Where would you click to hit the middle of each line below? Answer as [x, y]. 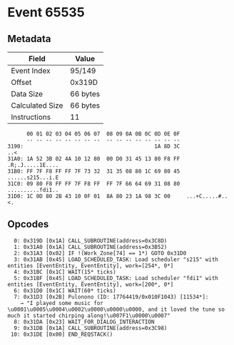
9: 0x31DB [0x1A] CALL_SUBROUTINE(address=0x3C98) [91, 328]
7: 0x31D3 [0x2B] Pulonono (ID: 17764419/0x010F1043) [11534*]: [111, 297]
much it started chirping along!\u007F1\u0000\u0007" [89, 315]
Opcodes [28, 224]
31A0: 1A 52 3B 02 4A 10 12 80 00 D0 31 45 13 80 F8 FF [94, 159]
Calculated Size [37, 105]
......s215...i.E [33, 177]
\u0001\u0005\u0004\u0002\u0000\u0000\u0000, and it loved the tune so [116, 309]
